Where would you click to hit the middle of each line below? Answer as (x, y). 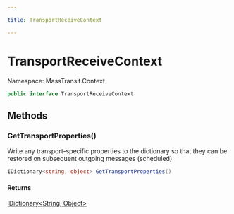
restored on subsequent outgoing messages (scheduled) (90, 159)
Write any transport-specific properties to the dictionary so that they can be (117, 151)
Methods (27, 115)
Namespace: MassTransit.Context (56, 81)
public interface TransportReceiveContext (70, 94)
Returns (19, 187)
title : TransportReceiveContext (55, 20)
